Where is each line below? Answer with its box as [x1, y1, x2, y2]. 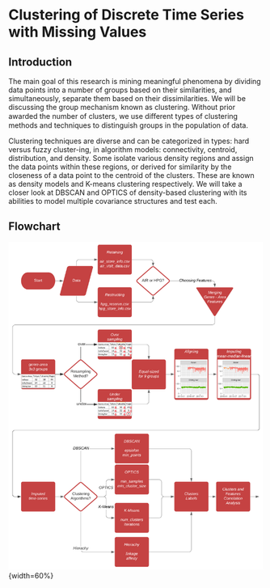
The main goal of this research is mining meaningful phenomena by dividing [8, 77, 261, 86]
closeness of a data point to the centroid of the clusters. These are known [8, 171, 255, 180]
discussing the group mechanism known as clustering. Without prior [8, 103, 236, 112]
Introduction [8, 55, 73, 69]
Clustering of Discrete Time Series [8, 6, 245, 24]
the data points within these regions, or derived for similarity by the [8, 162, 232, 171]
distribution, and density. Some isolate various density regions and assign [8, 154, 255, 163]
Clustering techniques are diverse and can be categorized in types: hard [8, 136, 250, 146]
